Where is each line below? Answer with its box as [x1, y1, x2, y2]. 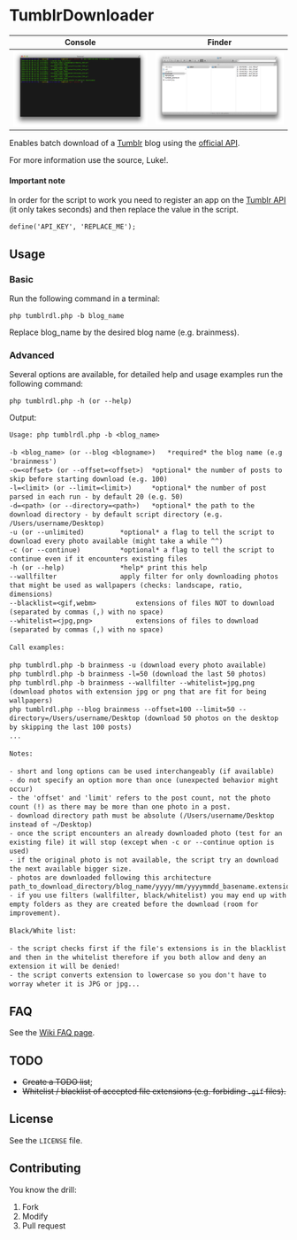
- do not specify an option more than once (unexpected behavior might [9, 776, 278, 785]
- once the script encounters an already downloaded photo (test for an [9, 829, 283, 838]
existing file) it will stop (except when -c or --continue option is [9, 838, 275, 847]
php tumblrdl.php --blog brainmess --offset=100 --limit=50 [9, 705, 236, 714]
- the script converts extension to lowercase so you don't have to [9, 971, 267, 980]
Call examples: [9, 643, 65, 652]
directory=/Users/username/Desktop [9, 714, 141, 723]
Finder [207, 37, 232, 48]
